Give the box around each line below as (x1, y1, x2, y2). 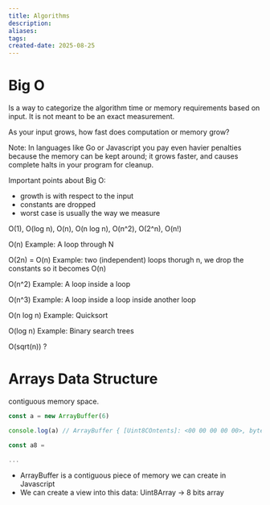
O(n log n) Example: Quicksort (8, 311, 108, 321)
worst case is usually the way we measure (19, 209, 161, 218)
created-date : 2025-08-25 (8, 42, 95, 50)
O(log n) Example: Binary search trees (8, 326, 134, 336)
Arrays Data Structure (8, 370, 158, 388)
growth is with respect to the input (19, 191, 134, 201)
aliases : (8, 27, 38, 35)
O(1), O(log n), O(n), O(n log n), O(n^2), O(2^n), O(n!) (8, 224, 182, 234)
